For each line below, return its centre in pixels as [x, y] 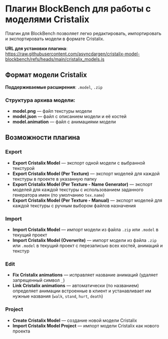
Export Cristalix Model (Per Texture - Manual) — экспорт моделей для [87, 200]
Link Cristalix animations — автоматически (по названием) [76, 286]
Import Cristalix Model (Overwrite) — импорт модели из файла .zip [85, 240]
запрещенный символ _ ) [39, 280]
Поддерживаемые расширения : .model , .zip [54, 87]
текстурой [24, 168]
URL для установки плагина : [36, 48]
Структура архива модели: [40, 100]
